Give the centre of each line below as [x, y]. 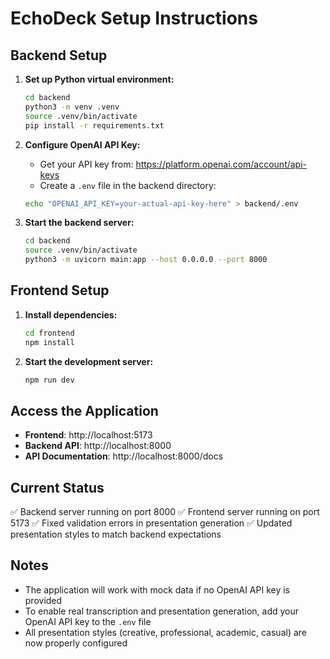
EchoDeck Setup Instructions [134, 18]
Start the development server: [89, 361]
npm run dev [49, 380]
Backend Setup [59, 55]
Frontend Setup [60, 290]
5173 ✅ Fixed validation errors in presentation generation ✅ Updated [151, 523]
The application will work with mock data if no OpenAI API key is [157, 589]
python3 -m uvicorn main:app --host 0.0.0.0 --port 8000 [146, 260]
